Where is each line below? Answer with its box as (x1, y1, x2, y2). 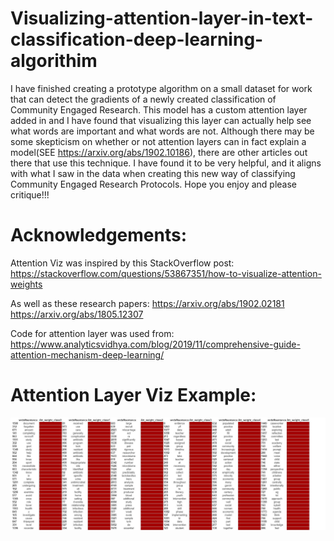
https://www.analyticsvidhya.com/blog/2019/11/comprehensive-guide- (10, 338, 301, 350)
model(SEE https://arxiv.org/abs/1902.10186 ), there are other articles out (10, 146, 308, 158)
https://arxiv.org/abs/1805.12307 (10, 308, 144, 320)
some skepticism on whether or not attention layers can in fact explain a (10, 135, 307, 147)
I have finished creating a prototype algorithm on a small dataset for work (10, 82, 313, 94)
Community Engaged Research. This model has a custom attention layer (10, 103, 308, 116)
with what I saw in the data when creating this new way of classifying (10, 167, 296, 179)
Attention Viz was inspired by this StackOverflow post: (10, 257, 235, 269)
